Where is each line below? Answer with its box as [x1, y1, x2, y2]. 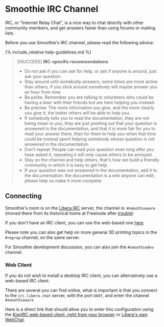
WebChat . [5, 317, 25, 323]
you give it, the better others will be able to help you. [24, 109, 131, 116]
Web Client [5, 261, 32, 268]
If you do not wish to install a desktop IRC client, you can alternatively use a [5, 272, 158, 278]
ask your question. [24, 73, 62, 79]
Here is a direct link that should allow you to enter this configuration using [5, 306, 154, 312]
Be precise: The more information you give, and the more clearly [24, 105, 155, 110]
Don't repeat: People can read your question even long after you [24, 146, 154, 152]
